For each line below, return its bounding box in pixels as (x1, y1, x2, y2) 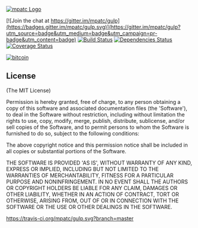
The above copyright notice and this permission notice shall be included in (6, 141, 188, 148)
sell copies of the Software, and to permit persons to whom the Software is (6, 123, 190, 131)
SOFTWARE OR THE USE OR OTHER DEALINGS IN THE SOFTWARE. (6, 203, 173, 210)
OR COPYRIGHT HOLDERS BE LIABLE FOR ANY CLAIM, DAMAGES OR (6, 184, 178, 191)
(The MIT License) (6, 87, 52, 94)
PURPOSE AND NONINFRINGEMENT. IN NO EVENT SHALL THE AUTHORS (6, 178, 189, 185)
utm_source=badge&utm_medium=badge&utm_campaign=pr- (6, 30, 158, 37)
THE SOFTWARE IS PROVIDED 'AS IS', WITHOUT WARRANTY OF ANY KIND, (6, 159, 193, 166)
